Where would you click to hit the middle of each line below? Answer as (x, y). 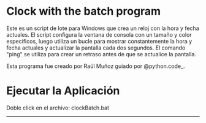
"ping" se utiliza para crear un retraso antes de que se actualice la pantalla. (101, 54)
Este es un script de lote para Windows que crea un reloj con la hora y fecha (103, 28)
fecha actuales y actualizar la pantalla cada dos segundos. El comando (96, 48)
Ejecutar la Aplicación (63, 91)
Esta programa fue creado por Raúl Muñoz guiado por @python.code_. (96, 66)
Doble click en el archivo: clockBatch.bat (58, 108)
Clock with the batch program (84, 11)
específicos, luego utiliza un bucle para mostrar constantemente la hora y (99, 41)
